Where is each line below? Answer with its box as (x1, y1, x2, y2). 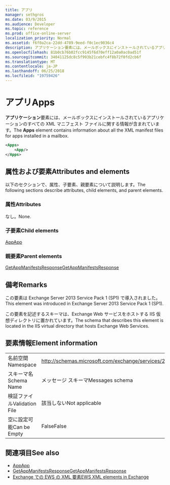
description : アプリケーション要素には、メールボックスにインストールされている (5, 45, 155, 50)
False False (41, 422, 67, 429)
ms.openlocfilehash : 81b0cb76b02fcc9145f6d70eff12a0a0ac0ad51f (5, 50, 142, 55)
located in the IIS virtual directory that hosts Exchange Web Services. (5, 322, 150, 329)
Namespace (8, 361, 37, 368)
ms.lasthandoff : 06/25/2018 (5, 69, 65, 74)
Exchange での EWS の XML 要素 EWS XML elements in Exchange (12, 474, 149, 480)
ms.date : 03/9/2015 (5, 17, 47, 22)
